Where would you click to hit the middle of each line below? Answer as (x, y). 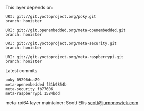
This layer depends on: (29, 7)
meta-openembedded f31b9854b (36, 85)
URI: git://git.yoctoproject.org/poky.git (51, 17)
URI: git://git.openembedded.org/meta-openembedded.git (65, 30)
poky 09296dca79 (22, 80)
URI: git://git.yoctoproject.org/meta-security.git (61, 43)
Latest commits (21, 71)
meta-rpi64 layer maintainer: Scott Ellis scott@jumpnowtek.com (72, 103)
